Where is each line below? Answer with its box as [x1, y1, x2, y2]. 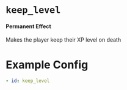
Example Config [5, 58, 89, 72]
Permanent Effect [5, 23, 51, 30]
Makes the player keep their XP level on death [5, 36, 122, 43]
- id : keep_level [5, 78, 50, 84]
